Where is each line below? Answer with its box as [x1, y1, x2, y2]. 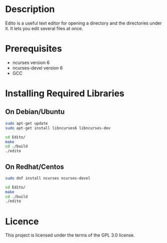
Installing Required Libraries [5, 88, 125, 99]
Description [5, 4, 55, 15]
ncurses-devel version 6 [12, 65, 63, 71]
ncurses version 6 [12, 59, 50, 66]
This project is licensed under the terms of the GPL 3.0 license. [5, 232, 135, 238]
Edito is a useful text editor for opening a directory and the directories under [5, 20, 162, 26]
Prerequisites [5, 43, 62, 55]
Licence [5, 215, 39, 227]
